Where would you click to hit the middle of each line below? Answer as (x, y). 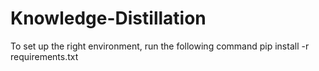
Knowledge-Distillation (108, 18)
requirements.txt (44, 56)
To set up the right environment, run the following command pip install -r (160, 46)
